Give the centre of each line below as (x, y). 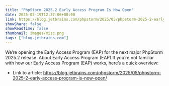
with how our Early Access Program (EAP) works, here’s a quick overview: (82, 63)
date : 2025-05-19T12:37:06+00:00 (40, 15)
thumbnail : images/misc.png (35, 33)
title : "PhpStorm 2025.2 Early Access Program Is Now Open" (70, 10)
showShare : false (23, 24)
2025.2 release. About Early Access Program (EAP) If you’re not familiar (80, 57)
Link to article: (27, 72)
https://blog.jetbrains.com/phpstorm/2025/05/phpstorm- (102, 72)
